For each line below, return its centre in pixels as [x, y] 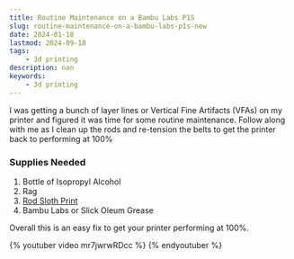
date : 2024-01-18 [42, 34]
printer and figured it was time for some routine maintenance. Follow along [147, 120]
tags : [19, 51]
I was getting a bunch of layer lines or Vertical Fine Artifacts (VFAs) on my [146, 110]
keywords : [28, 76]
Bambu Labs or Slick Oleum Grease [88, 210]
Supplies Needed [48, 162]
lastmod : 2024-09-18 [48, 43]
